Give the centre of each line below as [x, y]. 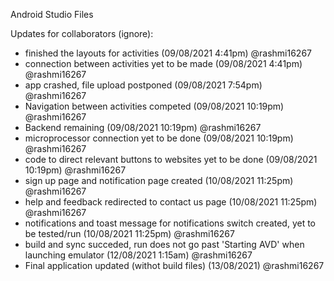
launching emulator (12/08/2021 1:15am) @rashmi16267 [138, 255]
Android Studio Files [52, 14]
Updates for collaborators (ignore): [82, 33]
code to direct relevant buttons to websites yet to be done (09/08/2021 [171, 159]
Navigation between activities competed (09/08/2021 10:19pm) [154, 106]
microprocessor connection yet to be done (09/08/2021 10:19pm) [159, 138]
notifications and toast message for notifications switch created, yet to [170, 223]
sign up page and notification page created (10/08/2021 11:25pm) [159, 180]
